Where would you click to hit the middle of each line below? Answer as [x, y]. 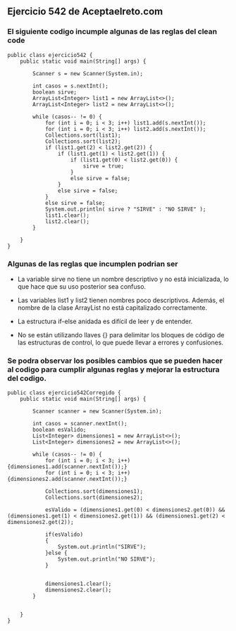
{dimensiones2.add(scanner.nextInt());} [68, 479]
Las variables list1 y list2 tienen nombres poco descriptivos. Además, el [121, 300]
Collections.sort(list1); [83, 135]
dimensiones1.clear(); [78, 584]
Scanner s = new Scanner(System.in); [88, 73]
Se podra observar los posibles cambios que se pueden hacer [115, 361]
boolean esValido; [60, 430]
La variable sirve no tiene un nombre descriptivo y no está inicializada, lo [123, 279]
